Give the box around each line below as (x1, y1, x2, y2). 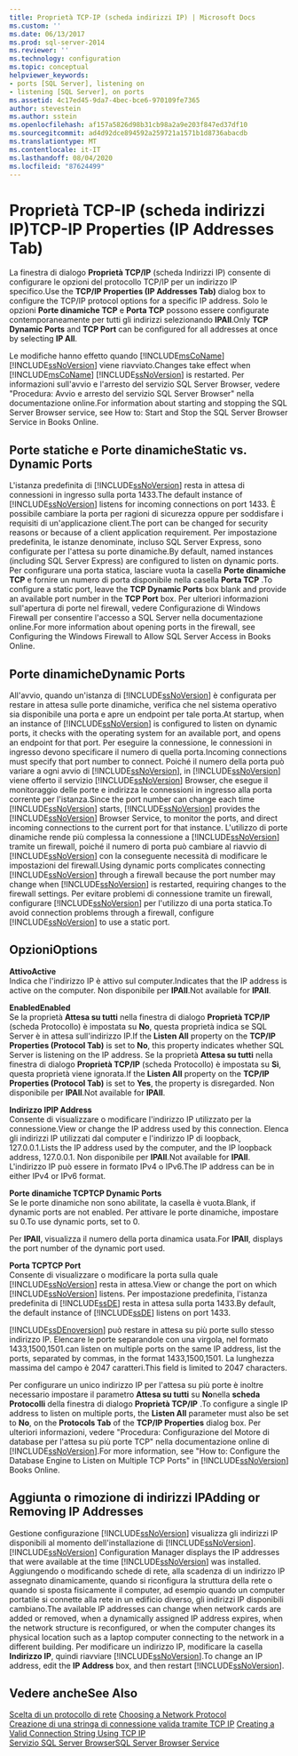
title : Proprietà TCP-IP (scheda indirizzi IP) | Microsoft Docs (9, 12, 255, 22)
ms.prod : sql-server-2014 (9, 37, 105, 47)
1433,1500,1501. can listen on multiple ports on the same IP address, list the (9, 1343, 281, 1354)
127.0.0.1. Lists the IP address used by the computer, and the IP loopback (9, 1142, 272, 1152)
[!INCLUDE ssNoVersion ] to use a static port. (9, 917, 170, 927)
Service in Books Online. (9, 417, 99, 428)
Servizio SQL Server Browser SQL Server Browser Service (9, 1737, 220, 1748)
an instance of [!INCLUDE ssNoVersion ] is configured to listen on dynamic (9, 718, 278, 729)
